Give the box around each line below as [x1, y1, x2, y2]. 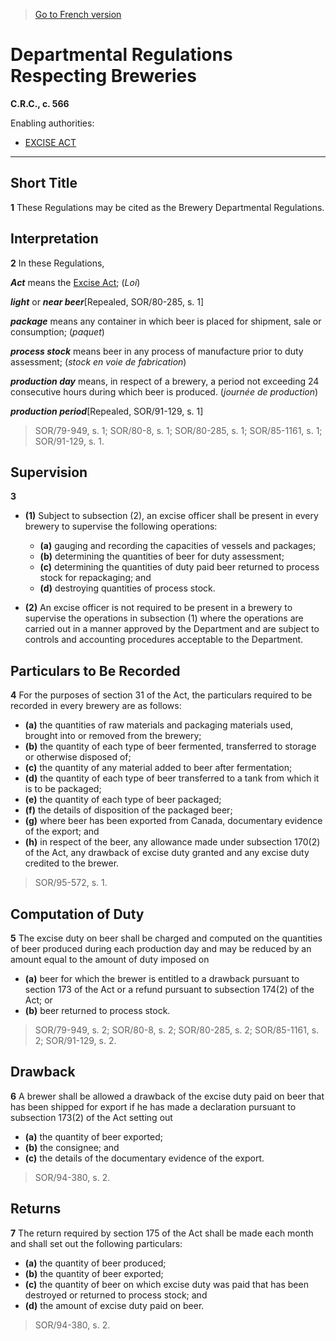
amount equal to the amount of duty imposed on [10, 954, 210, 965]
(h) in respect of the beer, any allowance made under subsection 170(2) [24, 836, 321, 848]
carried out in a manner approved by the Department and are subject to [24, 623, 320, 635]
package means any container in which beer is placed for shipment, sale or [10, 315, 322, 327]
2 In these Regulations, [10, 257, 105, 269]
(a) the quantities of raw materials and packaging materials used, [24, 719, 294, 731]
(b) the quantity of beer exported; [24, 1267, 164, 1279]
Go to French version [34, 9, 122, 20]
